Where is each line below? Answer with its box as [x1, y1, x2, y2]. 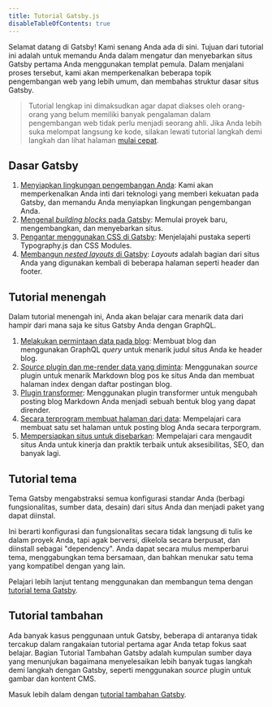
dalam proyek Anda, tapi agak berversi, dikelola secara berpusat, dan [8, 535, 241, 544]
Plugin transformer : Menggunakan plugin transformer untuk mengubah [19, 388, 258, 398]
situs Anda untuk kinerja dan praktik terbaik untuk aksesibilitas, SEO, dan [19, 440, 265, 449]
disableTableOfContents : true [8, 20, 111, 28]
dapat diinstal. [8, 510, 56, 520]
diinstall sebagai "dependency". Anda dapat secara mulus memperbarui [8, 544, 249, 553]
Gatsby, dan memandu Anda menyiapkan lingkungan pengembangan [19, 197, 252, 207]
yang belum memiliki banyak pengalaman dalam [50, 109, 211, 119]
